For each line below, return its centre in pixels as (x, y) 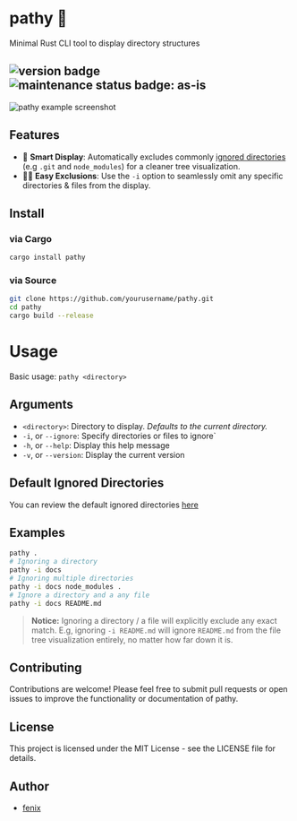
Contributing (46, 667)
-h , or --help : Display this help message (96, 445)
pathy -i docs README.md (55, 603)
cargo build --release (51, 316)
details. (23, 758)
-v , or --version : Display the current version (103, 454)
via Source (33, 281)
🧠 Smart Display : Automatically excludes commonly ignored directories (154, 157)
